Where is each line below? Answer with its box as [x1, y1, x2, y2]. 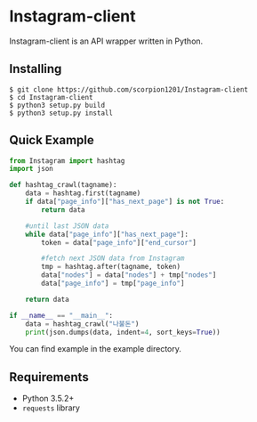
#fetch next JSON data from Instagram [41, 254, 185, 264]
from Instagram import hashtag [9, 156, 125, 166]
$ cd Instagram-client [9, 93, 93, 101]
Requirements [9, 369, 89, 385]
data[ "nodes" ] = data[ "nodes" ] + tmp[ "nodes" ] [41, 271, 217, 280]
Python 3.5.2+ [21, 394, 75, 404]
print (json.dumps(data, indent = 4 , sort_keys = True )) [25, 328, 221, 337]
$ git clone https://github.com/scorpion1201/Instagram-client [9, 85, 249, 94]
